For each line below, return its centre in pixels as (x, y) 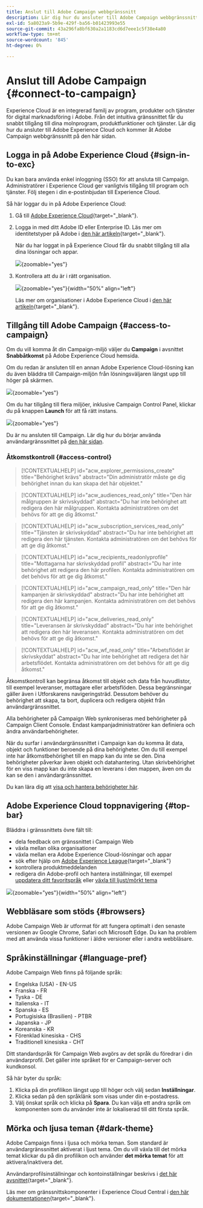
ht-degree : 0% (24, 46)
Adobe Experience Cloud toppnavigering (85, 806)
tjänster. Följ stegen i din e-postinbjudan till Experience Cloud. (83, 192)
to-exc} (21, 165)
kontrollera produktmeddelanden (56, 867)
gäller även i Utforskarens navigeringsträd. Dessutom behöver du (87, 693)
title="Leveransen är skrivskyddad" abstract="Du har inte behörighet (107, 625)
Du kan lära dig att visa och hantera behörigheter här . (72, 787)
